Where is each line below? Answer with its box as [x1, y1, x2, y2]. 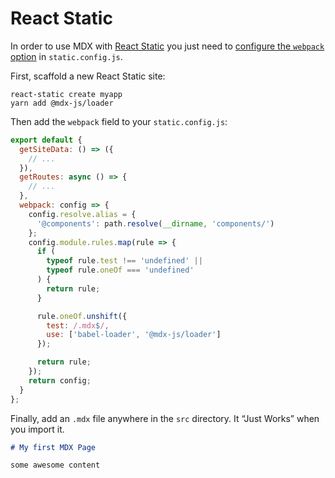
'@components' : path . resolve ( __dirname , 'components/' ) [36, 218, 275, 229]
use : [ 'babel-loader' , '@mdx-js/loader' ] [46, 330, 222, 340]
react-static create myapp [10, 89, 123, 99]
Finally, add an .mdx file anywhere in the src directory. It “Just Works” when [10, 412, 320, 424]
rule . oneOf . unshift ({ [36, 311, 128, 321]
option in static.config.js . [10, 50, 123, 62]
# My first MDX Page [10, 442, 97, 452]
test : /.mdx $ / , [46, 320, 110, 331]
